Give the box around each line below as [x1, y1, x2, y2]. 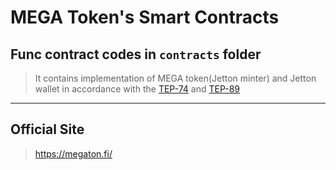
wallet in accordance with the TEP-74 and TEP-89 [34, 83, 241, 95]
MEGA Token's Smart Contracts [10, 6, 280, 29]
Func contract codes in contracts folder [10, 46, 262, 63]
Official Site [10, 121, 85, 138]
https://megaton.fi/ [34, 147, 113, 160]
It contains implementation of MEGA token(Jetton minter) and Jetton [34, 72, 317, 84]
